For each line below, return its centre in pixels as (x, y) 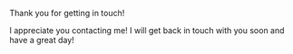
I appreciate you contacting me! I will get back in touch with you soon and (147, 30)
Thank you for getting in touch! (67, 13)
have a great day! (42, 40)
